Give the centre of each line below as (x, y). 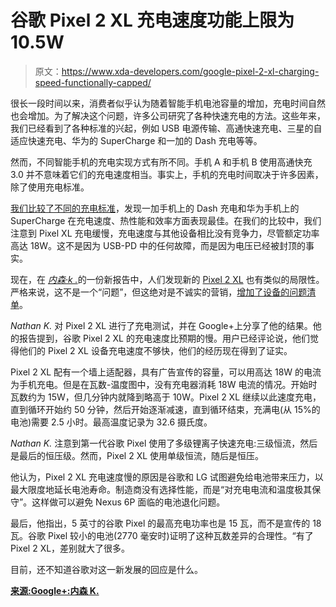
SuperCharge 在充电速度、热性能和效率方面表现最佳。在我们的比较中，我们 (166, 220)
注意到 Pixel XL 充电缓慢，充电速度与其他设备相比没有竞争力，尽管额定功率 (165, 233)
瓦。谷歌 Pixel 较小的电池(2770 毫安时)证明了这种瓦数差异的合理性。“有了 (162, 535)
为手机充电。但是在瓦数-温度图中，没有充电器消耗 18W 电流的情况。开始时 (164, 384)
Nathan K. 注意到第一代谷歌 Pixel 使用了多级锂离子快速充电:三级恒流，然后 (164, 443)
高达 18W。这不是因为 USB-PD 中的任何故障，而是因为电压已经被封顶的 (158, 245)
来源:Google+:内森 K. (55, 590)
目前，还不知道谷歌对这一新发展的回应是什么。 (106, 569)
